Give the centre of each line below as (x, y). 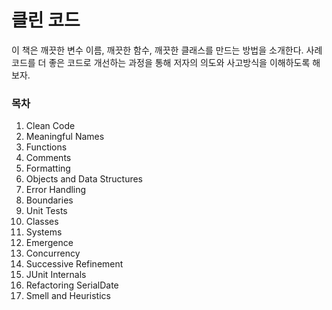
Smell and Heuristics (68, 296)
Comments (48, 158)
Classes (42, 222)
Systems (44, 232)
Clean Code (50, 126)
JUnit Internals (56, 275)
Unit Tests (46, 211)
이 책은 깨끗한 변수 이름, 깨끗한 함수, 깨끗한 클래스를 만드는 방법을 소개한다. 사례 (167, 50)
